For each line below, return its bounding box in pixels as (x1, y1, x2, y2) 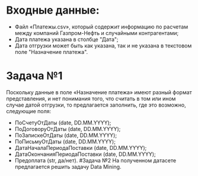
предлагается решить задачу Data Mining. (14, 163, 122, 170)
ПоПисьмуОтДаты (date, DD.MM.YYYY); (14, 137, 116, 145)
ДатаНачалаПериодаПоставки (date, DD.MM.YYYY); (14, 144, 147, 151)
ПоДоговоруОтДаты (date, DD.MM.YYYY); (14, 125, 121, 132)
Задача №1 (6, 69, 63, 83)
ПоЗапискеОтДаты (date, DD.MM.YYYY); (14, 132, 117, 139)
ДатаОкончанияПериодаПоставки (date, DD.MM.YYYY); (14, 151, 156, 158)
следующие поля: (6, 107, 52, 114)
